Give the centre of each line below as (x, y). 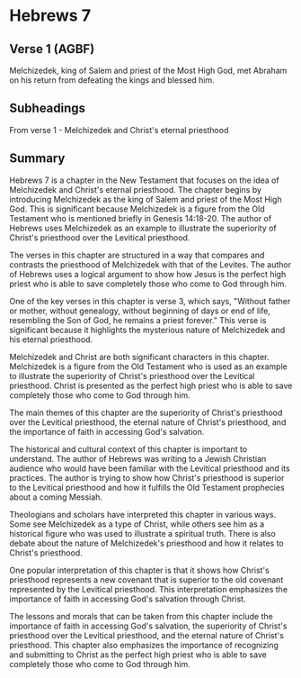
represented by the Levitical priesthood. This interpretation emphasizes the (149, 589)
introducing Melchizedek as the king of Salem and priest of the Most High (146, 199)
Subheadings (48, 108)
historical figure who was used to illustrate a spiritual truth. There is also (142, 533)
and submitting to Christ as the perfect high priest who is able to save (138, 655)
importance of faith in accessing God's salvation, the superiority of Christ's (148, 626)
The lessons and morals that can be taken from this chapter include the (142, 616)
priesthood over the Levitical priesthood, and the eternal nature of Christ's (147, 635)
